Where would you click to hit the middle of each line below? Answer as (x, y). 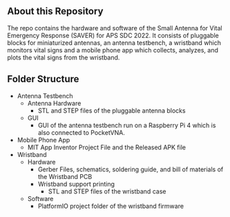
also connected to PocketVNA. (82, 132)
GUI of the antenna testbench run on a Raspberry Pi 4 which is (127, 125)
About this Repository (55, 11)
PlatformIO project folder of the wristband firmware (111, 206)
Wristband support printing (76, 184)
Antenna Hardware (54, 103)
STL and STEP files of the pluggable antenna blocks (112, 111)
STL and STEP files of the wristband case (107, 191)
